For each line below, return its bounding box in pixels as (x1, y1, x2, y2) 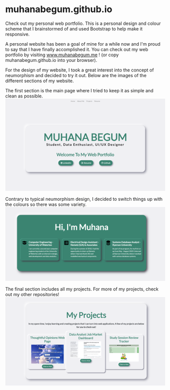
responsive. (5, 31, 30, 37)
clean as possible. (5, 93, 43, 99)
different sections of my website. (5, 78, 74, 84)
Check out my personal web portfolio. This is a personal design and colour (5, 20, 161, 26)
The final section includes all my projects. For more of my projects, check (5, 286, 159, 292)
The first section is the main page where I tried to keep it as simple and (5, 87, 154, 93)
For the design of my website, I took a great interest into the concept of (5, 67, 154, 73)
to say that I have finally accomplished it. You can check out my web (5, 46, 148, 52)
